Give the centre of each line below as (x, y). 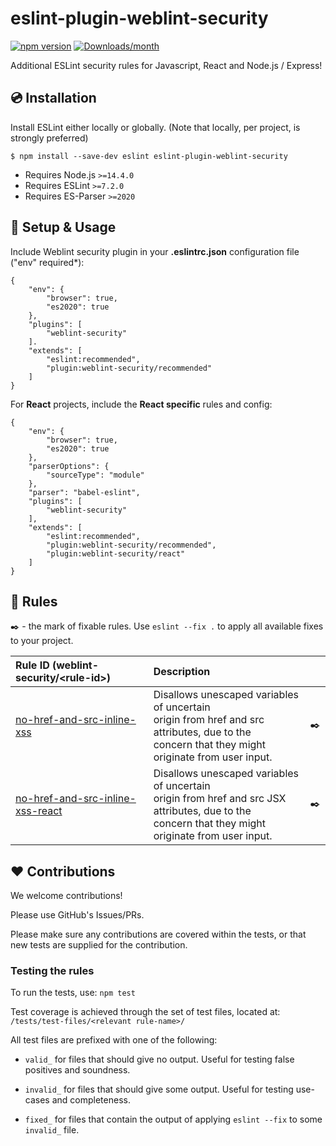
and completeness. (91, 1100)
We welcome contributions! (66, 896)
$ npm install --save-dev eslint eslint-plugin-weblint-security (149, 156)
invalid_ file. (52, 1130)
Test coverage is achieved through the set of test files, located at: (145, 1012)
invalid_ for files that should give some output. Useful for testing (159, 1089)
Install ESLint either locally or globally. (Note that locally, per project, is (155, 127)
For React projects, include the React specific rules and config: (141, 404)
